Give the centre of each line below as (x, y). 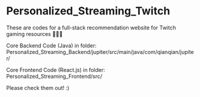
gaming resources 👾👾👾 (35, 34)
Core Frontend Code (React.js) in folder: (56, 69)
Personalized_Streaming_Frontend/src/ (54, 76)
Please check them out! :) (38, 87)
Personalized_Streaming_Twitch (88, 11)
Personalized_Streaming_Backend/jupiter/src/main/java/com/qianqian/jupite (100, 51)
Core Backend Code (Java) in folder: (52, 46)
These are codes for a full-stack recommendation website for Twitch (91, 28)
